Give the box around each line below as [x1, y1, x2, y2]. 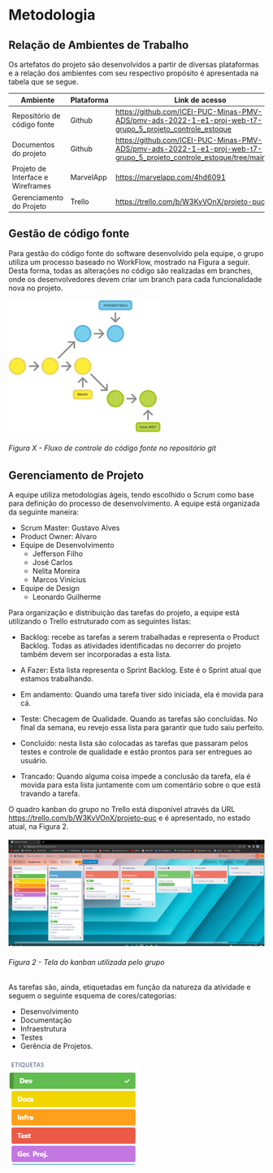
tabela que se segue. [8, 77, 79, 86]
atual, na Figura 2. [8, 822, 69, 832]
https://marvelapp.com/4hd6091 [115, 172, 226, 182]
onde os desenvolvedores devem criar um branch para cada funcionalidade [8, 274, 262, 284]
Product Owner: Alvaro [19, 532, 97, 541]
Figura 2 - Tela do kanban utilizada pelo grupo [8, 957, 165, 967]
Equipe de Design [19, 584, 80, 593]
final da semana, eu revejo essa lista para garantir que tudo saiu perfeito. [19, 723, 265, 732]
